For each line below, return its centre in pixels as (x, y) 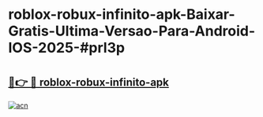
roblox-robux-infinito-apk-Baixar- (122, 15)
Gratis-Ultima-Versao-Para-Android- (132, 31)
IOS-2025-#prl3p (66, 48)
